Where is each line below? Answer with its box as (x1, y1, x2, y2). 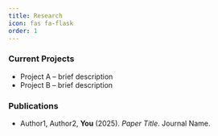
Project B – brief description (19, 80, 113, 89)
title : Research (8, 11, 63, 20)
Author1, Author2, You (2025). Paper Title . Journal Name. (19, 118, 211, 128)
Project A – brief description (19, 72, 113, 81)
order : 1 (8, 27, 38, 35)
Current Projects (8, 53, 75, 64)
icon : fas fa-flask (8, 19, 74, 27)
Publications (8, 100, 59, 111)
